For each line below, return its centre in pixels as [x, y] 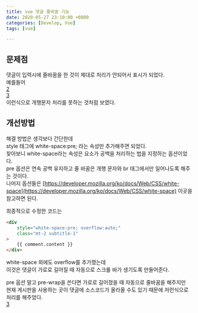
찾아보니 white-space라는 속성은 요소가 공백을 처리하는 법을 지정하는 [87, 154]
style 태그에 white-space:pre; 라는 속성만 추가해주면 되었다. [76, 146]
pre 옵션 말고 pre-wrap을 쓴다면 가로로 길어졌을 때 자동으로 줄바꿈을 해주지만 [96, 283]
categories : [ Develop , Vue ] [41, 23]
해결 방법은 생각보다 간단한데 [40, 139]
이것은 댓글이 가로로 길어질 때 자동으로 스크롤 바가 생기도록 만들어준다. [88, 270]
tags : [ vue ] [21, 28]
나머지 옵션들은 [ [26, 183]
